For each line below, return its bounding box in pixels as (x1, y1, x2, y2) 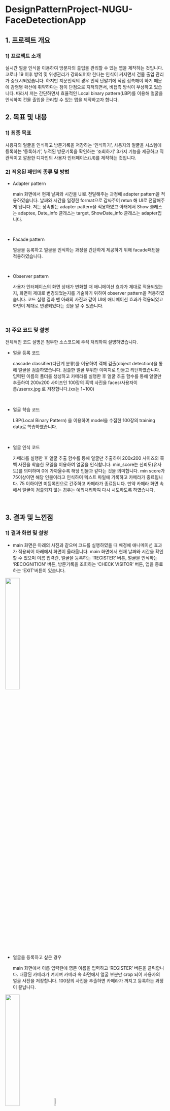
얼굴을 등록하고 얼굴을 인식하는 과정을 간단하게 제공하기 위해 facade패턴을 (12, 246, 160, 252)
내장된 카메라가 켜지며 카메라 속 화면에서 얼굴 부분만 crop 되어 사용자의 (19, 971, 160, 977)
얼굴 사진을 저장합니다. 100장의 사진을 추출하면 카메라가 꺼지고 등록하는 (12, 977, 155, 983)
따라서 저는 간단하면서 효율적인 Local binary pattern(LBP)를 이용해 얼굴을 (16, 90, 163, 96)
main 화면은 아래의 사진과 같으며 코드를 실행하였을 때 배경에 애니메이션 (12, 542, 153, 548)
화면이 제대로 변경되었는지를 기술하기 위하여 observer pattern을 (19, 290, 147, 296)
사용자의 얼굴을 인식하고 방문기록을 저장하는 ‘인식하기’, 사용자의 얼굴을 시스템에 (5, 142, 162, 148)
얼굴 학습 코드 (12, 406, 40, 412)
